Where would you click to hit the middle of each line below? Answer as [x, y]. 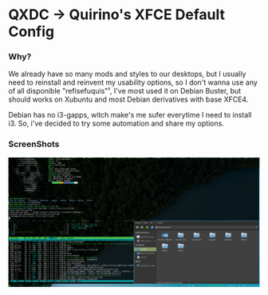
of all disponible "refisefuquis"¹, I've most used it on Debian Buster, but [125, 91]
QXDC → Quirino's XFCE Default [117, 15]
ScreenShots [34, 144]
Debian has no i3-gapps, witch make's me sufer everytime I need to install [130, 115]
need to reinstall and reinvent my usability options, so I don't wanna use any [133, 82]
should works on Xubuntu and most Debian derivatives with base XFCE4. [128, 100]
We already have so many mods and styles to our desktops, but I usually [127, 74]
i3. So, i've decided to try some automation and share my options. [116, 124]
